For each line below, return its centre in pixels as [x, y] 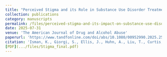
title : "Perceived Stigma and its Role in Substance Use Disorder [75, 10]
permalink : [16, 24]
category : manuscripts [29, 19]
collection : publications [32, 14]
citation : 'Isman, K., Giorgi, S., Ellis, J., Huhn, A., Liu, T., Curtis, [84, 42]
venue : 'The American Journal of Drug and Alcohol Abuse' [66, 33]
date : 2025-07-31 [23, 28]
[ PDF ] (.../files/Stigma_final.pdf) [42, 47]
